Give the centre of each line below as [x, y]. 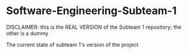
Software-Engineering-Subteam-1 [91, 11]
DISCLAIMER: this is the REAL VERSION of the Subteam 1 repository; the [94, 27]
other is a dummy [27, 33]
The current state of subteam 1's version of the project [72, 45]
